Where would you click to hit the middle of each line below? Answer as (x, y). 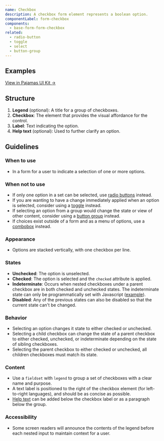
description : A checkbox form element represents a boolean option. (77, 14)
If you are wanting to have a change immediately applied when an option (86, 200)
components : (17, 23)
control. (20, 121)
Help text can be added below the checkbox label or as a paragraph (81, 399)
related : (14, 33)
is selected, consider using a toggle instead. (57, 206)
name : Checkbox (21, 10)
